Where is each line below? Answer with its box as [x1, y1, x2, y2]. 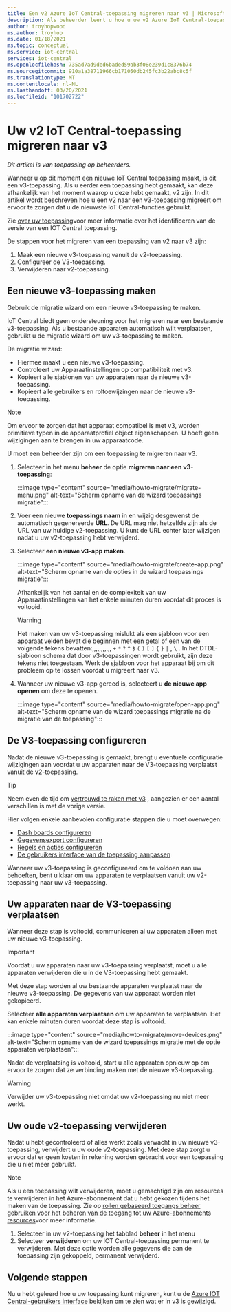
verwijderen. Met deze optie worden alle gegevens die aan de [16, 1244, 192, 1253]
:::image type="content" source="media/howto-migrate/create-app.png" [16, 560, 224, 568]
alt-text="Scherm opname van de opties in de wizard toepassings [16, 567, 204, 575]
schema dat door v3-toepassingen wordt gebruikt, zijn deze [43, 651, 213, 659]
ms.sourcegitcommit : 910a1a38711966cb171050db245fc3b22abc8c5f [7, 68, 192, 74]
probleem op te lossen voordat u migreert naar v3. [16, 666, 160, 674]
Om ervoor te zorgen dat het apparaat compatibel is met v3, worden [7, 421, 200, 429]
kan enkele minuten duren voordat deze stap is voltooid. [7, 1017, 166, 1025]
